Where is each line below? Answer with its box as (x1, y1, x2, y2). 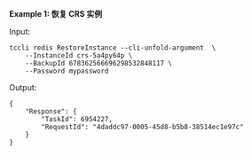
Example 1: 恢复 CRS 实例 (9, 9, 103, 19)
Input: (9, 27, 31, 36)
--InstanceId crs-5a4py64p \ (25, 51, 133, 60)
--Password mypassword (25, 66, 109, 75)
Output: (9, 82, 37, 92)
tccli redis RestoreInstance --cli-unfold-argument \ (9, 43, 217, 52)
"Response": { (25, 107, 77, 116)
